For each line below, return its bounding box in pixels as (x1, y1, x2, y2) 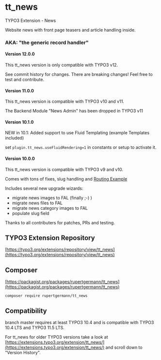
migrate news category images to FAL (12, 205, 88, 211)
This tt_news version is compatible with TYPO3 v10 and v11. (5, 99, 125, 105)
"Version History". (5, 350, 41, 356)
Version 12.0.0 (5, 51, 35, 57)
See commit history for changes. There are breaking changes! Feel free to (5, 72, 153, 77)
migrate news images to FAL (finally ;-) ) (12, 195, 92, 200)
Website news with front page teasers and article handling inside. (5, 27, 136, 33)
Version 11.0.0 (5, 88, 34, 93)
